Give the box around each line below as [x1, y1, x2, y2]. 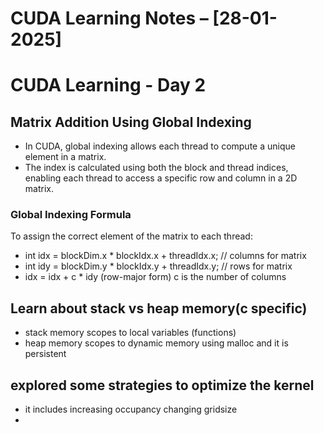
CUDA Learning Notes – [10, 7, 209, 30]
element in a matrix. [24, 151, 107, 163]
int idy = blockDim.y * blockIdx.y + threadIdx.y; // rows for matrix [24, 260, 293, 272]
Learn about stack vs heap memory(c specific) [10, 300, 308, 317]
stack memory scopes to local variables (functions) [24, 327, 237, 339]
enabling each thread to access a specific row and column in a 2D [24, 172, 298, 184]
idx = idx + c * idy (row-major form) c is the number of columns [24, 271, 287, 283]
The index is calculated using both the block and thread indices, [24, 162, 289, 174]
